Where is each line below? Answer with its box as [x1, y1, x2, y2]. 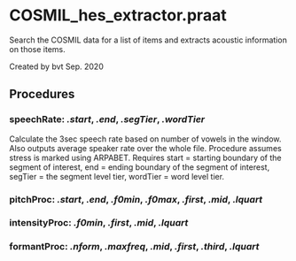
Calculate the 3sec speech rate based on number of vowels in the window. [9, 134, 282, 144]
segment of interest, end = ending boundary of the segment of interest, [9, 161, 270, 173]
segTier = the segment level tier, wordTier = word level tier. [9, 171, 224, 181]
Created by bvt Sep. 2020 [9, 61, 104, 72]
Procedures [9, 87, 75, 102]
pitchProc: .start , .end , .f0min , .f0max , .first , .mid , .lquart [9, 193, 263, 205]
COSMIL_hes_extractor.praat [9, 5, 228, 26]
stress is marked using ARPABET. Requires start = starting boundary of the [9, 152, 282, 163]
